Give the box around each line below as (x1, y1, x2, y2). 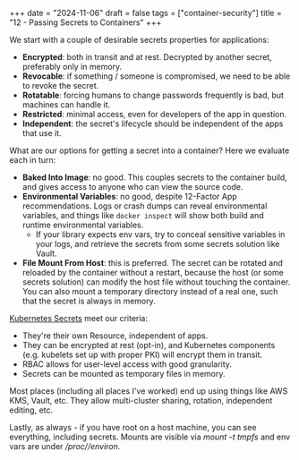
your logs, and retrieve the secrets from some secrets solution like (35, 239, 280, 249)
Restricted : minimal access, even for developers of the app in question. (21, 109, 287, 119)
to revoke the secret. (21, 81, 99, 90)
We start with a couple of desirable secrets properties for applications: (9, 35, 269, 45)
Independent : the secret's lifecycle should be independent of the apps (21, 118, 284, 129)
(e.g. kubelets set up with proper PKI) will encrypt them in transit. (21, 349, 262, 360)
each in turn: (9, 155, 56, 165)
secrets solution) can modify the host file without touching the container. (21, 277, 291, 287)
